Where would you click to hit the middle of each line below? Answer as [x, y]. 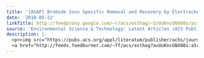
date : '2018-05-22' [31, 18]
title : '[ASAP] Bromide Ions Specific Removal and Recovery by [88, 12]
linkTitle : [20, 23]
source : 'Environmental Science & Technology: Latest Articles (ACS [95, 29]
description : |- [27, 34]
